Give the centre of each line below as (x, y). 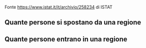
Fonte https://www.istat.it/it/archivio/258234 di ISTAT (58, 7)
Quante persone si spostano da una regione (73, 22)
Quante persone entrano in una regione (66, 39)
